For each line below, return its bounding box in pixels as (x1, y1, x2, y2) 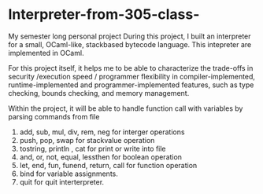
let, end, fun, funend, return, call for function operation (19, 160, 198, 170)
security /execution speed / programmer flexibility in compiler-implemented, (8, 71, 256, 81)
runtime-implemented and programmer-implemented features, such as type (8, 80, 254, 90)
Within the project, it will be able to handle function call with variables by (8, 104, 243, 113)
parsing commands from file (8, 112, 100, 121)
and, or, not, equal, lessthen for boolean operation (19, 152, 183, 162)
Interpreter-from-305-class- (8, 5, 200, 24)
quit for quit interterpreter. (19, 177, 105, 186)
